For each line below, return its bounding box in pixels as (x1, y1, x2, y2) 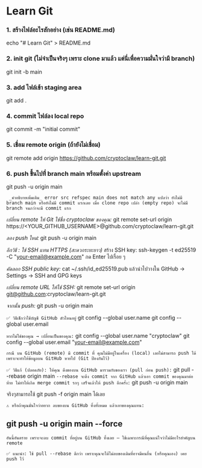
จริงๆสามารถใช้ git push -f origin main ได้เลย (6, 390, 106, 398)
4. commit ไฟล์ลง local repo (6, 112, 84, 120)
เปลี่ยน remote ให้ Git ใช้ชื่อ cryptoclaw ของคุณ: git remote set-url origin (6, 216, 172, 223)
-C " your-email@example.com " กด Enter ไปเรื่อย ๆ (6, 253, 125, 260)
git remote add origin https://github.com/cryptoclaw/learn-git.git (6, 154, 166, 161)
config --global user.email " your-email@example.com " (6, 339, 142, 346)
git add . (6, 97, 27, 104)
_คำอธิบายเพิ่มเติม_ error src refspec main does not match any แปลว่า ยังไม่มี (8, 195, 183, 201)
